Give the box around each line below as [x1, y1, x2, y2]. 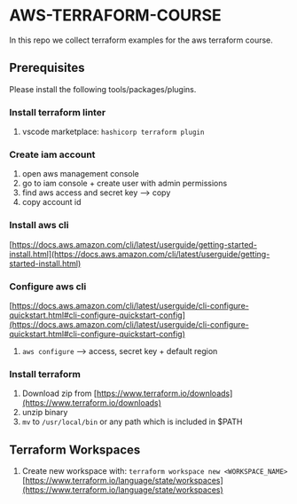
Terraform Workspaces [9, 442, 141, 457]
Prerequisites [9, 60, 85, 75]
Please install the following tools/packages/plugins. [9, 83, 197, 94]
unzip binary [21, 407, 68, 418]
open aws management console [21, 169, 140, 179]
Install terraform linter [9, 106, 106, 118]
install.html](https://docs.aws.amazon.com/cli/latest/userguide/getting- [9, 248, 270, 259]
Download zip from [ [21, 388, 98, 399]
